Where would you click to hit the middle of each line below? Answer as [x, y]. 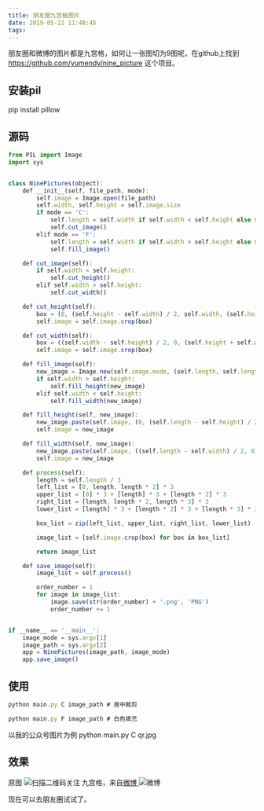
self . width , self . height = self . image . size [108, 205]
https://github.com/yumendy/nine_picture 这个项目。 [93, 63]
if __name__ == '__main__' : [54, 630]
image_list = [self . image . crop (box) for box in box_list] [133, 538]
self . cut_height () [80, 278]
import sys [26, 162]
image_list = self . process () [84, 573]
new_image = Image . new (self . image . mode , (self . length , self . [139, 372]
